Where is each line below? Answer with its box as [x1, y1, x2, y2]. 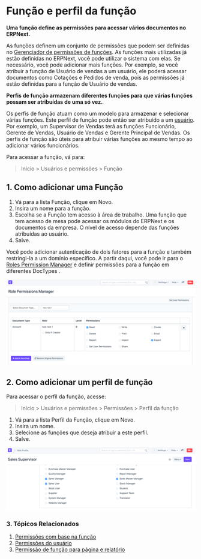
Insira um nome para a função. [14, 205, 91, 212]
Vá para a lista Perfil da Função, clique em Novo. [14, 416, 135, 423]
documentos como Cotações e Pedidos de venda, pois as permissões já [6, 74, 185, 81]
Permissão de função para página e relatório [14, 546, 125, 553]
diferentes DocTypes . [6, 267, 61, 274]
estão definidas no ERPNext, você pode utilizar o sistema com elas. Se [6, 55, 181, 62]
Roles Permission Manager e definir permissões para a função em [6, 261, 170, 268]
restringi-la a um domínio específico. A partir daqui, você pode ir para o [6, 254, 184, 262]
